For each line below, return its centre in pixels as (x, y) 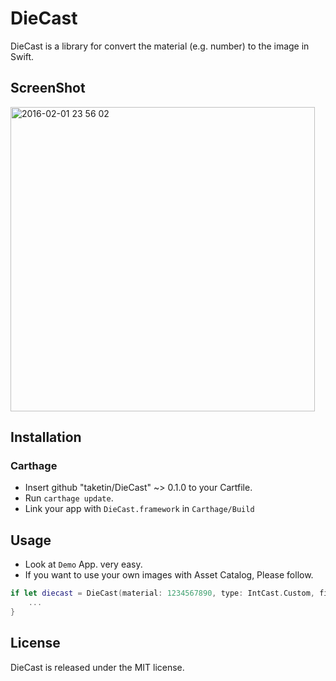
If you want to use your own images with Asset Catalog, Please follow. (169, 575)
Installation (46, 437)
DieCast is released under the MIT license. (97, 667)
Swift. (22, 56)
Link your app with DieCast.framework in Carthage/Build (139, 509)
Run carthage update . (69, 498)
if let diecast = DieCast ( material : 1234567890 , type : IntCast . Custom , (163, 593)
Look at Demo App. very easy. (83, 564)
